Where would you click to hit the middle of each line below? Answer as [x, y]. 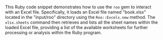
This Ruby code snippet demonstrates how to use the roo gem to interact [78, 7]
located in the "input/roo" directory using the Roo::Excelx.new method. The [80, 17]
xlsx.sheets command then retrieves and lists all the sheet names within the [81, 22]
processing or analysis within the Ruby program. [54, 33]
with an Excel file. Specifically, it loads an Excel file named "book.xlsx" [75, 12]
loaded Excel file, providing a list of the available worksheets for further [77, 27]
